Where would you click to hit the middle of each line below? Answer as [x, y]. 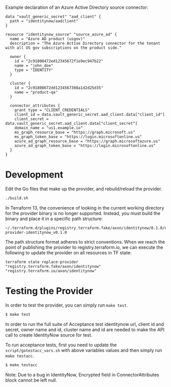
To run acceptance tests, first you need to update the [61, 345]
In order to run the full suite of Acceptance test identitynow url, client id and [85, 324]
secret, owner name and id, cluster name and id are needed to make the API [85, 330]
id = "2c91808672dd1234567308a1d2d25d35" [59, 88]
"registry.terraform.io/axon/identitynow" [51, 271]
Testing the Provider [49, 291]
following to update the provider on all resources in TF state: [68, 252]
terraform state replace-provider [42, 262]
